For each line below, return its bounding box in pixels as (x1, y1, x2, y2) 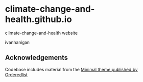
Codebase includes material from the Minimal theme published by (5, 66, 138, 72)
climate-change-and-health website (5, 30, 78, 36)
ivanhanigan (5, 39, 30, 45)
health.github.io (5, 14, 72, 25)
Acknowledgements (5, 54, 68, 62)
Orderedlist (5, 72, 28, 78)
